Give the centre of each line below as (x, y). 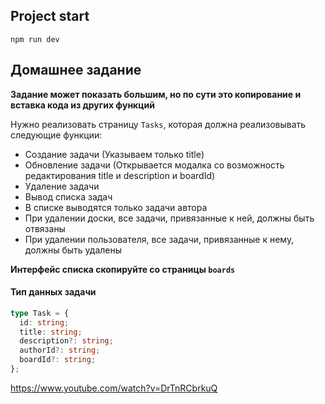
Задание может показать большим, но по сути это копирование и (156, 94)
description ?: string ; (66, 341)
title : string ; (51, 332)
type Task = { (40, 313)
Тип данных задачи (53, 292)
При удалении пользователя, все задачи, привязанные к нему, (159, 239)
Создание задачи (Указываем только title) (114, 154)
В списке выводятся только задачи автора (116, 207)
